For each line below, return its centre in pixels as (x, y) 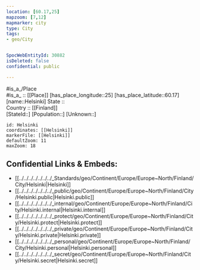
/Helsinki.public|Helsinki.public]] (54, 197)
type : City (20, 28)
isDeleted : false (28, 61)
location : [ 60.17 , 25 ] (33, 12)
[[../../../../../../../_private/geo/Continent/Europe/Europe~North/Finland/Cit (104, 229)
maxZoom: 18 (21, 146)
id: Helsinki (22, 125)
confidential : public (33, 66)
